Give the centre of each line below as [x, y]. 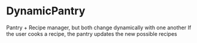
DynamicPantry [46, 11]
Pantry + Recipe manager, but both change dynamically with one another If [99, 27]
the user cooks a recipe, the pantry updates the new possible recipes [92, 33]
